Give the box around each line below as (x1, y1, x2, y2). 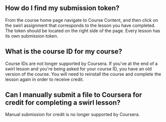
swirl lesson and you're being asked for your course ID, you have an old (5, 65, 152, 71)
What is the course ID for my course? (5, 47, 123, 56)
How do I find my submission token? (5, 4, 120, 12)
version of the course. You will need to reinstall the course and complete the (5, 71, 162, 77)
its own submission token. (5, 33, 59, 39)
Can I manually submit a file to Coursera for (5, 91, 143, 99)
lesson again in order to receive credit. (5, 76, 84, 82)
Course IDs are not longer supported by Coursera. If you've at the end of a (5, 61, 158, 66)
